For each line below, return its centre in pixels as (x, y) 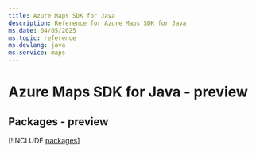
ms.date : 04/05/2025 (43, 30)
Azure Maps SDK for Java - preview (128, 92)
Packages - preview (58, 122)
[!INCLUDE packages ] (44, 141)
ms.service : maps (37, 53)
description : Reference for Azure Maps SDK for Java (97, 23)
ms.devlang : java (37, 45)
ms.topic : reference (43, 38)
